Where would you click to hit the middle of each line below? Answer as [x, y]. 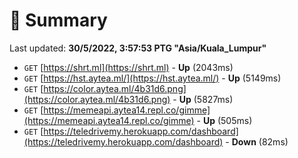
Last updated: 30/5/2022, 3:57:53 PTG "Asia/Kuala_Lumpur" [138, 48]
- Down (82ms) [257, 141]
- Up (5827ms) [203, 99]
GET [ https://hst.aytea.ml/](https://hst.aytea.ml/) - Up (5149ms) [152, 78]
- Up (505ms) [224, 120]
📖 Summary [58, 20]
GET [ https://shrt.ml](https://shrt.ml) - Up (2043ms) [128, 67]
